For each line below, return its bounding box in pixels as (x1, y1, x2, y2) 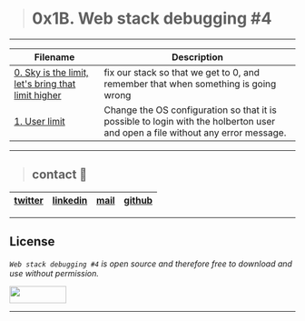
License (9, 234, 55, 249)
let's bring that (14, 77, 76, 90)
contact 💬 (31, 167, 88, 183)
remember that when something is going (103, 77, 277, 90)
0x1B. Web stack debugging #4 (31, 8, 272, 29)
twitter (14, 194, 44, 206)
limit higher (14, 88, 62, 101)
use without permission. (9, 267, 100, 278)
